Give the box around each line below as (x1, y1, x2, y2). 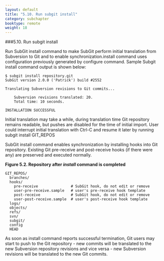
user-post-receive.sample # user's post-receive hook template (14, 197, 148, 202)
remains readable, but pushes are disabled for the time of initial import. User (5, 122, 159, 128)
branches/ (9, 175, 29, 181)
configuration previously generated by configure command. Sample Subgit (5, 59, 156, 65)
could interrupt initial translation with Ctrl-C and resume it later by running (5, 127, 154, 133)
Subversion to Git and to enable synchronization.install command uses (5, 53, 147, 59)
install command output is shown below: (5, 64, 87, 70)
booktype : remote (5, 21, 41, 26)
